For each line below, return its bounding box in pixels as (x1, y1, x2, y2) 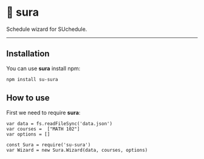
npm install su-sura (6, 76, 59, 82)
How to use (6, 93, 50, 103)
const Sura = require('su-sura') (6, 141, 91, 148)
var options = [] (6, 131, 50, 137)
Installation (6, 48, 50, 59)
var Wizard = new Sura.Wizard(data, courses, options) (6, 147, 148, 153)
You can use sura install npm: (6, 65, 81, 72)
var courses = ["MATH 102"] (6, 126, 80, 132)
